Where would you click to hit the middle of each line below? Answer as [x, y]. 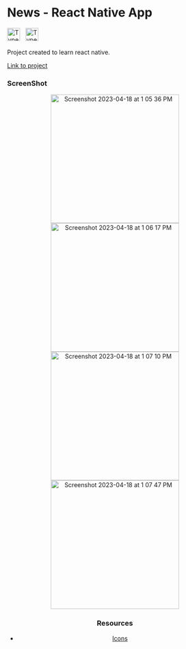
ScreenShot [27, 83]
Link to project [27, 65]
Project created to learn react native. [59, 52]
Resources [115, 624]
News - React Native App [80, 13]
